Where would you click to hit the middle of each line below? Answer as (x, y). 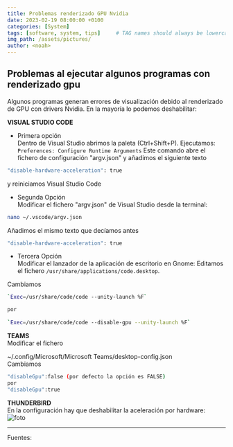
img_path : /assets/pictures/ (49, 40)
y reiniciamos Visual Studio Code (54, 184)
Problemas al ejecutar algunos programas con (109, 74)
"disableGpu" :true (34, 389)
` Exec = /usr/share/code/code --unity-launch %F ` (77, 297)
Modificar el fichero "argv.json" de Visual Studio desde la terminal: (112, 204)
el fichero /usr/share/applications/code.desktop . (88, 271)
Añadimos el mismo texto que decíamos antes (73, 230)
